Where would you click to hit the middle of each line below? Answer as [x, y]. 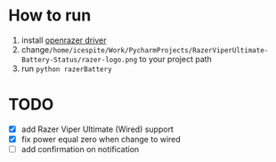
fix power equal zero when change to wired [101, 139]
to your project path [176, 59]
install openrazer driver [64, 40]
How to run [50, 16]
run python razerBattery [66, 69]
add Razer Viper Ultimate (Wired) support [97, 129]
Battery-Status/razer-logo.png [79, 60]
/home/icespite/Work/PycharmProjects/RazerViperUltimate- [158, 50]
